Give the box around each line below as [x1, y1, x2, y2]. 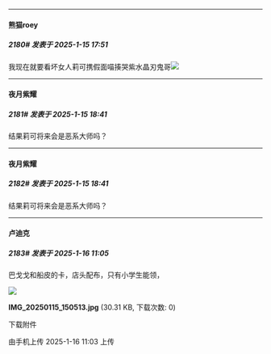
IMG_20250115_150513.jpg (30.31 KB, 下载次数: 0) [8, 302, 176, 312]
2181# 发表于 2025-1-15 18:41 [8, 109, 107, 119]
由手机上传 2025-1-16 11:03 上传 [8, 337, 115, 347]
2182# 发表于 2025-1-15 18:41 [8, 179, 109, 188]
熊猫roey [8, 19, 39, 29]
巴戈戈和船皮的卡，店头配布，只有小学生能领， [8, 270, 164, 280]
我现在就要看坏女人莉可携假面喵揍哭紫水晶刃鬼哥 [8, 61, 171, 71]
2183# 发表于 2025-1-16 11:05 [8, 248, 109, 258]
